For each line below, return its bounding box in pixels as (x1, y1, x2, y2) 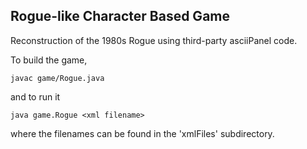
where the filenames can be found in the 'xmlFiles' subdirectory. (10, 127, 275, 139)
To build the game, (10, 54, 88, 66)
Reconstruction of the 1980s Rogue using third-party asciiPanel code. (10, 34, 298, 46)
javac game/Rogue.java (10, 73, 105, 83)
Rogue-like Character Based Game (10, 8, 230, 25)
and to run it (10, 90, 61, 103)
